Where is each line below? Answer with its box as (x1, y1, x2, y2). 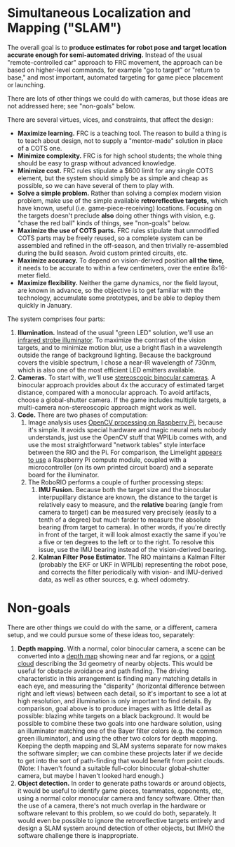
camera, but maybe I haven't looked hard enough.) (17, 771, 164, 779)
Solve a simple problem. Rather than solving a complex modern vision (17, 189, 222, 197)
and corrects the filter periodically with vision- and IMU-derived (38, 567, 223, 576)
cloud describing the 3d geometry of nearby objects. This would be (17, 659, 213, 667)
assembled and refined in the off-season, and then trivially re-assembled (17, 241, 229, 249)
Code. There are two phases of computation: (17, 410, 149, 419)
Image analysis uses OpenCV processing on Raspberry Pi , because (27, 418, 223, 427)
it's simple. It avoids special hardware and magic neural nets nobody (27, 425, 227, 434)
